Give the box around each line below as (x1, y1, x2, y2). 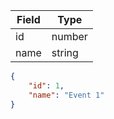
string (51, 46, 79, 59)
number (51, 30, 88, 43)
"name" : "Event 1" (28, 90, 105, 100)
